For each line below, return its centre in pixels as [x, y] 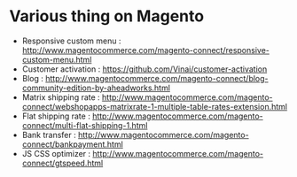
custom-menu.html [57, 59]
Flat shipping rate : [56, 116]
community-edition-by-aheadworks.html [96, 88]
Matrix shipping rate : [61, 97]
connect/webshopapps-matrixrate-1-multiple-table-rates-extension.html [155, 106]
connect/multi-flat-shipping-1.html [85, 125]
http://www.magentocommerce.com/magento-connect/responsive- [146, 50]
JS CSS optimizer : [56, 153]
